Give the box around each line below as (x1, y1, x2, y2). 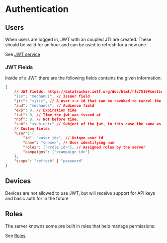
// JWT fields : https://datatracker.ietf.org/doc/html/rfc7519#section (14, 89, 166, 94)
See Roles (5, 233, 26, 239)
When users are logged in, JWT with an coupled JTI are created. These (5, 36, 152, 42)
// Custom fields (14, 126, 50, 131)
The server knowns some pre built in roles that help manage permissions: (5, 223, 156, 229)
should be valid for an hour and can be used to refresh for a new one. (5, 42, 148, 48)
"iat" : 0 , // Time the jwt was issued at (14, 112, 101, 117)
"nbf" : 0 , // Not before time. (14, 117, 79, 122)
